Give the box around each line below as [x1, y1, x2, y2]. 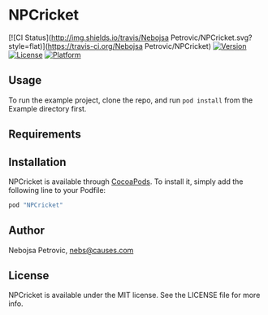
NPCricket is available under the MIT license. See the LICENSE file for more [8, 291, 261, 300]
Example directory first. [8, 103, 87, 113]
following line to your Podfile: [8, 185, 106, 195]
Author [8, 224, 45, 238]
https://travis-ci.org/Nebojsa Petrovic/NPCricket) [47, 41, 211, 50]
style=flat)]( [8, 41, 49, 50]
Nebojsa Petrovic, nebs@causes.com [8, 245, 134, 255]
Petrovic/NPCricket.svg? [170, 33, 253, 42]
